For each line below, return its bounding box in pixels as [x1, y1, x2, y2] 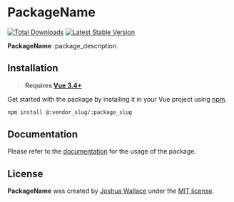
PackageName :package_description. [7, 41, 118, 50]
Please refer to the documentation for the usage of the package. [7, 147, 197, 156]
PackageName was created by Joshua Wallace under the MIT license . [7, 186, 215, 196]
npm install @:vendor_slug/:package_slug [7, 108, 133, 116]
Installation [7, 62, 58, 75]
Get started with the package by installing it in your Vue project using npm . [7, 95, 227, 103]
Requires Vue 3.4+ [24, 81, 82, 90]
